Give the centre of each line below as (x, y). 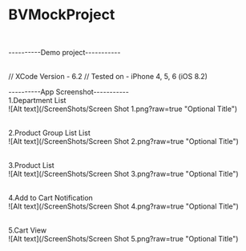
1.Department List (37, 100)
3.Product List (31, 165)
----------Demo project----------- (65, 52)
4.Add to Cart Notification (51, 197)
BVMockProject (62, 15)
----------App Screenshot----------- (69, 92)
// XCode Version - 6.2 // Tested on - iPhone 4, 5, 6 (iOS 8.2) (108, 76)
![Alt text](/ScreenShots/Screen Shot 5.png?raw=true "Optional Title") (123, 238)
